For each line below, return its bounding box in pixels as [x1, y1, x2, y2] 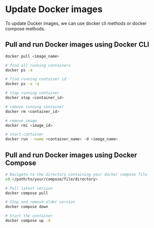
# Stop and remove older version [5, 200, 75, 205]
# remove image [5, 118, 37, 123]
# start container [5, 132, 44, 137]
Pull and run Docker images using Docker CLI [5, 40, 149, 49]
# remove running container [5, 104, 64, 109]
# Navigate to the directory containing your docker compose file [5, 172, 147, 177]
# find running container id [5, 77, 66, 82]
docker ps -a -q [5, 81, 39, 86]
